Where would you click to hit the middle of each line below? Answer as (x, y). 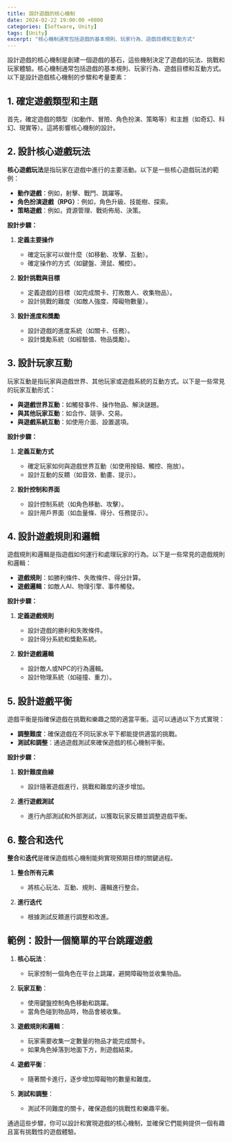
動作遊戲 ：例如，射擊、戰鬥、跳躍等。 (71, 193)
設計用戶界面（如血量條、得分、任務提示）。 (89, 512)
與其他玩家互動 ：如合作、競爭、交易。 (71, 413)
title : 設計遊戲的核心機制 (41, 13)
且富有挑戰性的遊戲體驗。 (43, 1132)
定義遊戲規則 (35, 616)
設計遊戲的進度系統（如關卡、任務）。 (80, 330)
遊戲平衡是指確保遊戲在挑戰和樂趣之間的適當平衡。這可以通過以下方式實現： (116, 719)
